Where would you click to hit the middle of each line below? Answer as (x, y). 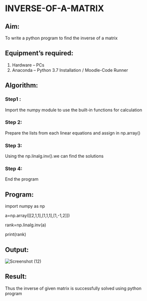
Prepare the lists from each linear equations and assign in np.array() (73, 133)
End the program (22, 179)
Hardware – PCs (28, 65)
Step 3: (14, 145)
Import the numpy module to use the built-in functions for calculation (74, 110)
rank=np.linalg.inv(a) (26, 225)
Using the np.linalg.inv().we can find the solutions (54, 156)
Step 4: (14, 169)
